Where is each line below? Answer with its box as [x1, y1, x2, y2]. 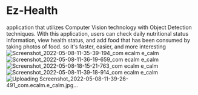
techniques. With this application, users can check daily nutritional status [6, 30, 189, 37]
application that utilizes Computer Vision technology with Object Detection [6, 24, 192, 31]
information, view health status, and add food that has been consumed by [6, 36, 191, 44]
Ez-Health [6, 4, 59, 18]
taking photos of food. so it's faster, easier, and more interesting [6, 43, 167, 50]
